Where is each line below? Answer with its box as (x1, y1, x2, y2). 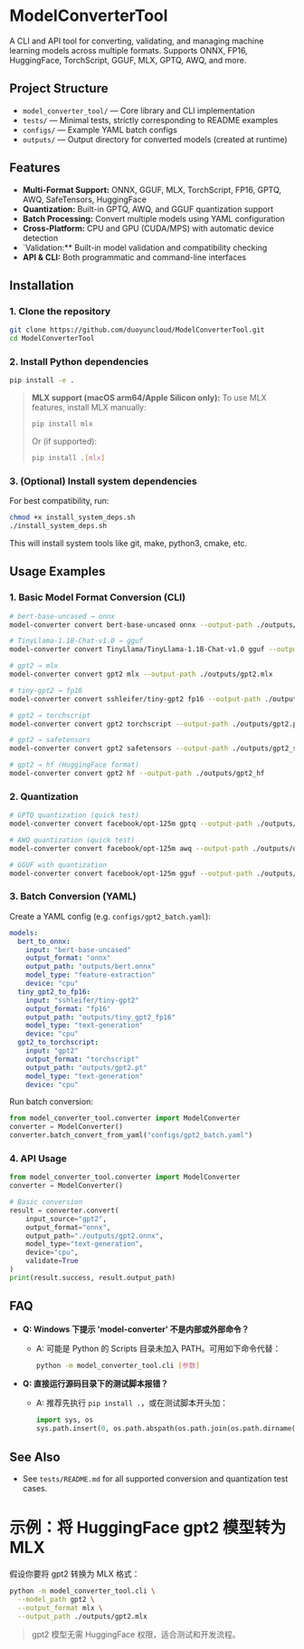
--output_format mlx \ (17, 1603, 103, 1613)
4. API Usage (9, 1152, 68, 1164)
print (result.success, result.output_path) (9, 1273, 176, 1282)
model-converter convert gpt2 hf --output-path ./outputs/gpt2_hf (9, 769, 265, 778)
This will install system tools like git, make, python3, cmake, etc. (9, 537, 248, 548)
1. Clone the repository (9, 304, 111, 317)
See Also (9, 1449, 61, 1464)
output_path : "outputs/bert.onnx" (25, 962, 156, 971)
